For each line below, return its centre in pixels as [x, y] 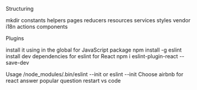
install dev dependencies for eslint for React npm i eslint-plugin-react [92, 56]
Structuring [20, 9]
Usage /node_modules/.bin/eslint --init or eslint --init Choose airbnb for [95, 74]
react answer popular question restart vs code [63, 81]
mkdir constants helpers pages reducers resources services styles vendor [98, 20]
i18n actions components [37, 27]
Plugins [15, 38]
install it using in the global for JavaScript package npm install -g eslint [94, 50]
